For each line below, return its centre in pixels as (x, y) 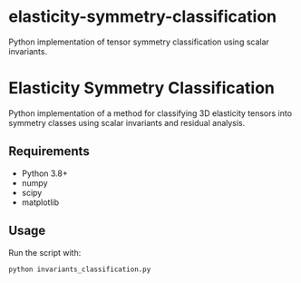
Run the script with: (45, 252)
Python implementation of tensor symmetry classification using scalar (139, 42)
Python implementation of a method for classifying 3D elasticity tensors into (150, 113)
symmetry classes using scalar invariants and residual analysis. (127, 122)
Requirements (49, 151)
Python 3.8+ (45, 173)
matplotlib (40, 202)
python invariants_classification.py (80, 269)
